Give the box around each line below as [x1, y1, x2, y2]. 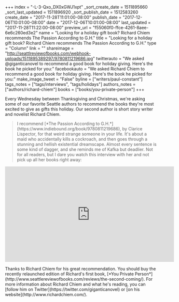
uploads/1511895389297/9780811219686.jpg [5, 56, 93, 61]
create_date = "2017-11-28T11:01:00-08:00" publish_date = [5, 15, 122, 20]
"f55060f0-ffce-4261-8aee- [92, 25, 149, 31]
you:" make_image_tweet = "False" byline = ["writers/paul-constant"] [5, 76, 143, 82]
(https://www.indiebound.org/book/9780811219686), [16, 126, 122, 131]
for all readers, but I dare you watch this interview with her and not [16, 152, 150, 157]
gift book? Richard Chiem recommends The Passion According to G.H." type [5, 40, 157, 46]
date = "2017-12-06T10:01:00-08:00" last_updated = [46, 19, 151, 25]
